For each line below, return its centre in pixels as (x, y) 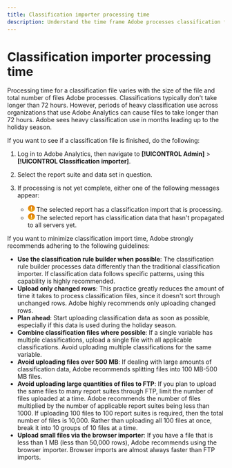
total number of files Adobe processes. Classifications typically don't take (112, 98)
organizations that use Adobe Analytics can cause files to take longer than (113, 113)
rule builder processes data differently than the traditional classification (118, 266)
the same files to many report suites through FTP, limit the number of (115, 391)
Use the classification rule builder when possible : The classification (115, 260)
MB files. (30, 377)
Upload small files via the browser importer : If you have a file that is (115, 436)
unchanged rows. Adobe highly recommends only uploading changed (116, 303)
